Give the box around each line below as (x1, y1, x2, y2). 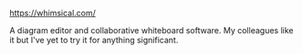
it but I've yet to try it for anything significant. (9, 35, 179, 45)
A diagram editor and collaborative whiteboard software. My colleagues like (9, 25, 294, 35)
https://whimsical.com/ (9, 8, 96, 18)
